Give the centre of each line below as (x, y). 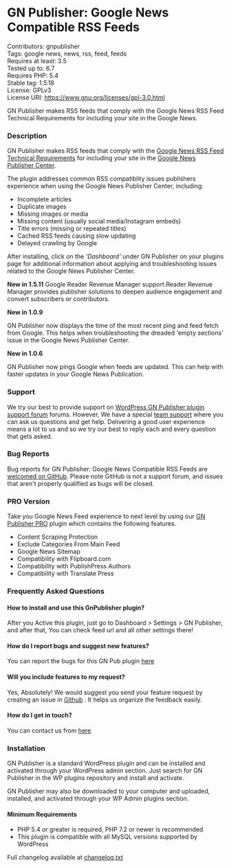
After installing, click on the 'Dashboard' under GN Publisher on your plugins (115, 256)
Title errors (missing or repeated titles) (71, 229)
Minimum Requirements (42, 814)
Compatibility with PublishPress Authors (74, 566)
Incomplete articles (44, 199)
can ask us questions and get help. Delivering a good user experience (106, 421)
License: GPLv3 (29, 90)
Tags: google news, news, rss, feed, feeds (67, 54)
